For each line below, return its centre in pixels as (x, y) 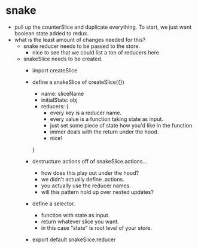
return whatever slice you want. (80, 221)
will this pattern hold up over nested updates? (97, 192)
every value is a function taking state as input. (107, 119)
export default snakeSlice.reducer (74, 239)
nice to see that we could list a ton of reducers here (96, 52)
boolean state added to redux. (51, 33)
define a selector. (54, 204)
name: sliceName (63, 93)
